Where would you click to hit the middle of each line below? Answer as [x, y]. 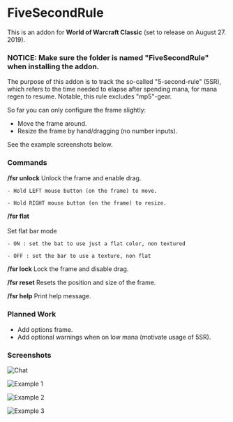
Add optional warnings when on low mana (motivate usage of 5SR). [114, 337]
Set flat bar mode [32, 231]
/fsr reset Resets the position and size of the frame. [82, 283]
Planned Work [32, 314]
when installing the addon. [53, 66]
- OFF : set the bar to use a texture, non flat [79, 256]
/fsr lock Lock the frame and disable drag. [68, 269]
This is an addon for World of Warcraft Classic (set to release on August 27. [117, 32]
